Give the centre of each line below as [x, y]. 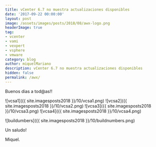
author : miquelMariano [28, 64]
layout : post [18, 18]
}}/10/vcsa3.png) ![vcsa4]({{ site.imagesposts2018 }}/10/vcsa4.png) [73, 111]
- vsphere [15, 50]
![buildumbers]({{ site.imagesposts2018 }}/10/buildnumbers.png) [70, 120]
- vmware [14, 55]
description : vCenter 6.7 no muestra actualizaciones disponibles [74, 69]
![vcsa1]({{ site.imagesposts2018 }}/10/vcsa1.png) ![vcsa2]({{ [66, 101]
